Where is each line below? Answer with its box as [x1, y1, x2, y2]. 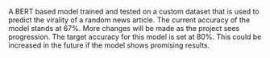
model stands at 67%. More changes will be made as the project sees [8, 24, 240, 33]
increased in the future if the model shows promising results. [8, 41, 210, 50]
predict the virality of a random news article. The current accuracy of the [8, 15, 251, 25]
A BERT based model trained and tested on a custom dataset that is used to [8, 7, 260, 16]
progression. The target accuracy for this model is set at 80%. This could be [8, 32, 262, 41]
